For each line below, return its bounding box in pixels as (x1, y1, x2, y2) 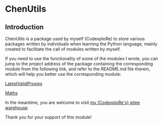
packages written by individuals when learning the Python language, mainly (5, 41, 158, 47)
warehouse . (5, 105, 29, 110)
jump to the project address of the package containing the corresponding (5, 61, 153, 66)
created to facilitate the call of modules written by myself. (5, 46, 121, 52)
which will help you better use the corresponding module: (5, 71, 121, 77)
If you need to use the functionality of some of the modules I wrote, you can (5, 56, 158, 62)
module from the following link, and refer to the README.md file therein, (5, 66, 150, 72)
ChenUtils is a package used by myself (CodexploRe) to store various (5, 36, 145, 42)
